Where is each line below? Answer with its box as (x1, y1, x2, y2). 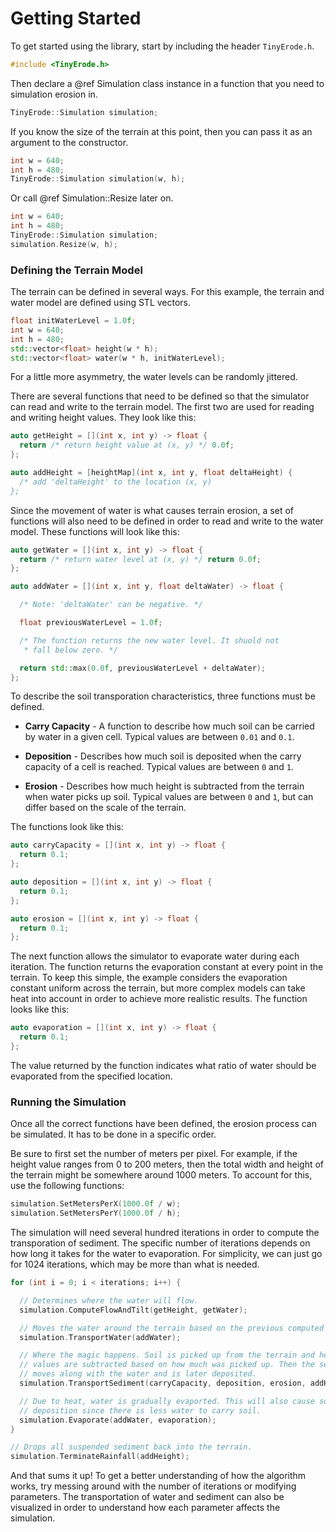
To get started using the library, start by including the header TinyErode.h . (10, 40, 315, 52)
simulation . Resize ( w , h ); (10, 239, 118, 249)
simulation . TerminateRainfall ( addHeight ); (10, 1452, 190, 1462)
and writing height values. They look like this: (10, 412, 197, 424)
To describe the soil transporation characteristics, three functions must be (10, 690, 316, 702)
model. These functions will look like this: (10, 525, 180, 537)
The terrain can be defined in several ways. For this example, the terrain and (10, 286, 325, 298)
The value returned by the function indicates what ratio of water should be (10, 1059, 317, 1071)
